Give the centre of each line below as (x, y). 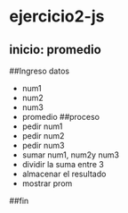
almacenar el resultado (64, 174)
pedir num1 (42, 126)
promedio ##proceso (61, 117)
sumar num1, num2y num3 (71, 155)
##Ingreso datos (39, 71)
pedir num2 (43, 136)
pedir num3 (43, 145)
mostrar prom (47, 183)
